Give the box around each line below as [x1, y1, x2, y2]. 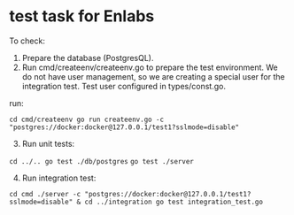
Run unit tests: [21, 138, 75, 149]
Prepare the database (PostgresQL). [21, 52, 154, 63]
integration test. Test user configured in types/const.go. [21, 81, 226, 91]
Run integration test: [21, 173, 97, 183]
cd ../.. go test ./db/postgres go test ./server [9, 157, 195, 165]
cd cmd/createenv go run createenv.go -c [9, 115, 165, 124]
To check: [9, 35, 46, 46]
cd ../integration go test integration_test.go [84, 197, 264, 206]
